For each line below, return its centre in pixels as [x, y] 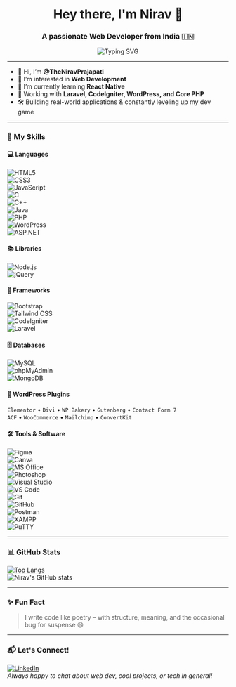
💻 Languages [28, 154]
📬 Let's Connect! [38, 650]
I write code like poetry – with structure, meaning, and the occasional [124, 617]
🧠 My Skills [26, 137]
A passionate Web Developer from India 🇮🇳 [118, 37]
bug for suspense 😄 [54, 625]
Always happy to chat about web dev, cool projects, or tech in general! [110, 675]
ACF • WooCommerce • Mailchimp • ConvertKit [70, 417]
